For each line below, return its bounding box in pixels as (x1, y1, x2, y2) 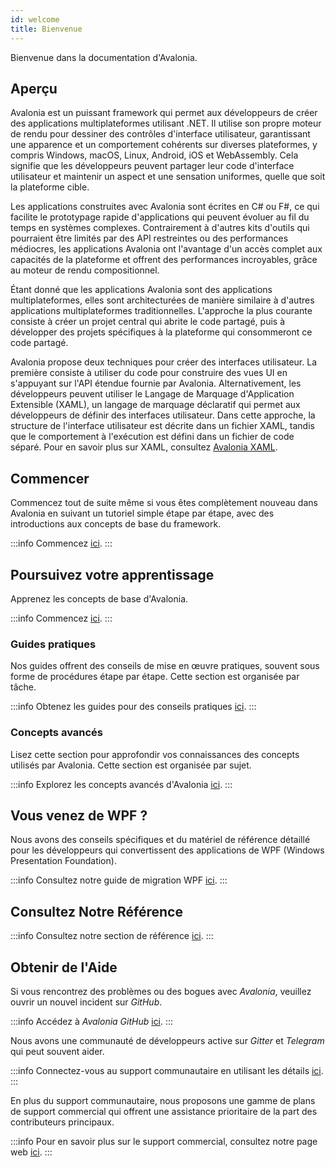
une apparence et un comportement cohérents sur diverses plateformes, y (10, 139, 318, 151)
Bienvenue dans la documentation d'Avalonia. (10, 51, 198, 63)
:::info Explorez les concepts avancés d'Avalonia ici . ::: (10, 778, 233, 790)
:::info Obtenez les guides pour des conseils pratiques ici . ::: (10, 701, 257, 713)
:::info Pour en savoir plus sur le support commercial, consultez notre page (10, 1135, 318, 1147)
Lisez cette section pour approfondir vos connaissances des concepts (10, 748, 300, 760)
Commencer (10, 470, 90, 487)
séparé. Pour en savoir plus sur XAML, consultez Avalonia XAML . (10, 441, 278, 453)
